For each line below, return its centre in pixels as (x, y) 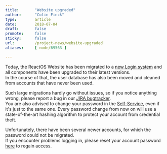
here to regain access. (29, 146)
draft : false (26, 29)
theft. (11, 119)
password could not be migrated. (40, 135)
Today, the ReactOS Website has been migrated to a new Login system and (83, 67)
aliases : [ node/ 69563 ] (36, 48)
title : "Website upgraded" (40, 10)
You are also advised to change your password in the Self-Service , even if (82, 103)
